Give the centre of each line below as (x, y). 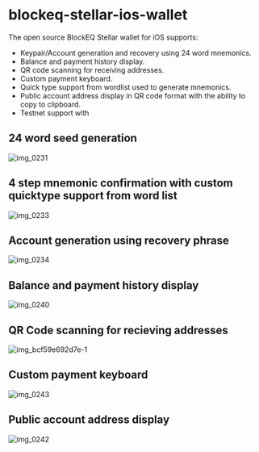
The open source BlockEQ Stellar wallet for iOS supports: (103, 37)
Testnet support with (54, 113)
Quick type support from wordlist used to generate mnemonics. (125, 87)
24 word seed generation (73, 138)
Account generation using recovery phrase (119, 240)
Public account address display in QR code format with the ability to (133, 95)
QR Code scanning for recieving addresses (118, 330)
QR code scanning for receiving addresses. (92, 69)
